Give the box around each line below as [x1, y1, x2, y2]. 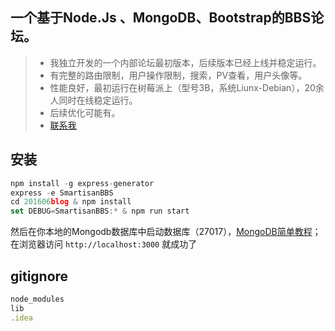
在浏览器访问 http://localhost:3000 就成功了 [10, 238, 198, 250]
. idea [10, 313, 33, 323]
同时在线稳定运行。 [58, 94, 138, 106]
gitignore [10, 268, 69, 285]
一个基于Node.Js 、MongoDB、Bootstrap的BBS [10, 9, 312, 27]
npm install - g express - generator [10, 178, 155, 188]
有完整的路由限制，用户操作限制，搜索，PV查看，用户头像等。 [49, 69, 308, 81]
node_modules [10, 294, 65, 304]
